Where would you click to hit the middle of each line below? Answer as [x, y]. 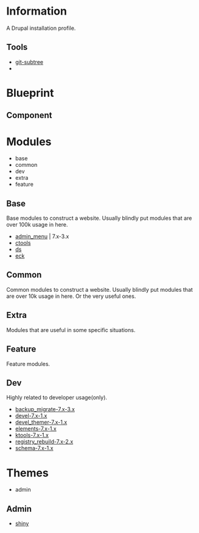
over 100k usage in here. [37, 225]
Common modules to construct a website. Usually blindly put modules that [100, 289]
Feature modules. [28, 364]
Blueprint [30, 93]
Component [30, 115]
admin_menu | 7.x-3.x [42, 236]
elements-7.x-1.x [36, 429]
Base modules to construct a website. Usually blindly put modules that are [99, 218]
